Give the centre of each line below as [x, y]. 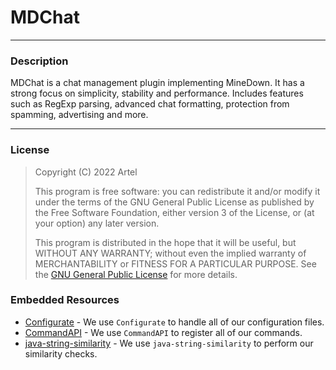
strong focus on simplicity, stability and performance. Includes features [157, 93]
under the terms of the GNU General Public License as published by [174, 202]
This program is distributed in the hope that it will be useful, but [165, 242]
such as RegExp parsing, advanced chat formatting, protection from [150, 104]
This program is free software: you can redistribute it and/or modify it [177, 191]
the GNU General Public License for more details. [136, 274]
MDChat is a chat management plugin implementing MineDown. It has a [157, 83]
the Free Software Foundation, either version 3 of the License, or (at [174, 212]
